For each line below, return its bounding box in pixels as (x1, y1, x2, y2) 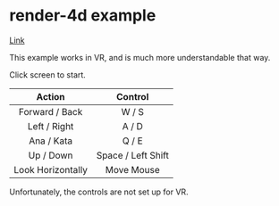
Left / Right (27, 119, 74, 132)
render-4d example (9, 5, 156, 26)
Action (36, 90, 65, 103)
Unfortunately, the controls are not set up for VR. (9, 186, 190, 197)
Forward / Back (18, 105, 83, 118)
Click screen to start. (9, 69, 87, 80)
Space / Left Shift (96, 149, 170, 161)
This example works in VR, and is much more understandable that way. (9, 52, 271, 62)
